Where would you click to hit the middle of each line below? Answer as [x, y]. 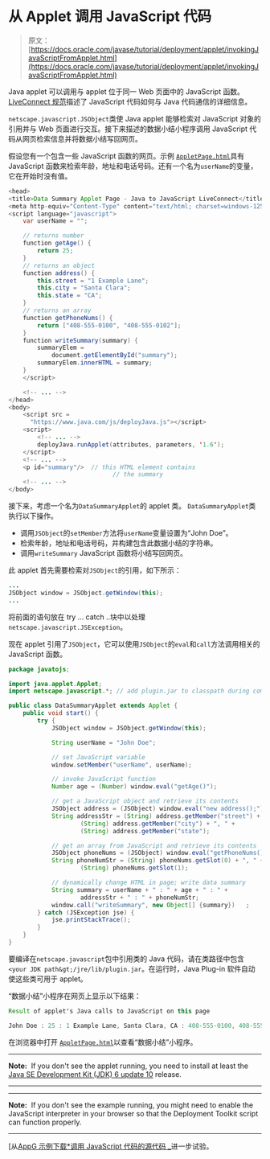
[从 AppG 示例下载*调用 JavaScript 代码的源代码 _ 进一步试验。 [111, 1146]
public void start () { [61, 713]
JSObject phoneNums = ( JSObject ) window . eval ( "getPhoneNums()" [159, 853]
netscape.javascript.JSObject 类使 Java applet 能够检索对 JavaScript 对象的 [135, 118]
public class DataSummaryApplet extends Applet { [93, 706]
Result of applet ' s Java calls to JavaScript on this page [109, 1011]
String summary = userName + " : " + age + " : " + [139, 890]
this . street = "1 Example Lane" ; [93, 281]
